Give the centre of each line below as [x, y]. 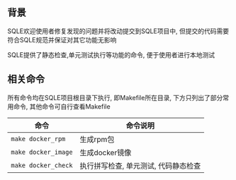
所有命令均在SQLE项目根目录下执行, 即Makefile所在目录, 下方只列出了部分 [115, 97]
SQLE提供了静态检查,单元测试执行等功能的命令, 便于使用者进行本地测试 [111, 54]
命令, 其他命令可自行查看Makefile [62, 106]
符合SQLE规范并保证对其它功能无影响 [62, 40]
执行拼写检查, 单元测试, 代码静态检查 [140, 166]
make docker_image [42, 152]
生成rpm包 [97, 139]
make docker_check [42, 165]
